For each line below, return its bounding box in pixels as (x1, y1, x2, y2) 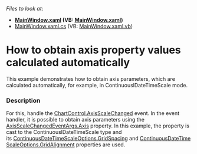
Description (6, 96, 41, 104)
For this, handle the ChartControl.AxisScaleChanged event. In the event (6, 110, 180, 117)
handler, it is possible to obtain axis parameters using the (6, 116, 145, 123)
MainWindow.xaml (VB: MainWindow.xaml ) (14, 17, 123, 23)
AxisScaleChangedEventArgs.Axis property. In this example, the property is (6, 122, 190, 129)
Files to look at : (6, 5, 44, 12)
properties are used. (75, 141, 126, 148)
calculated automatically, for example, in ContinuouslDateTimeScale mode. (6, 81, 188, 89)
